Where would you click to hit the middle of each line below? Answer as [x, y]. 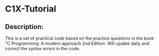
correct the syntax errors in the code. [43, 49]
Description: [24, 27]
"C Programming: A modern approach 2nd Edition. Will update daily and [77, 43]
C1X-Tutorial [31, 9]
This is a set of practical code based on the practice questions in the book [80, 38]
